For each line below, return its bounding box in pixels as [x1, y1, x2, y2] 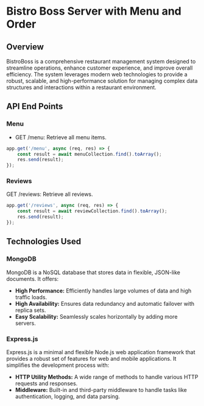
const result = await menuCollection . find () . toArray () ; [17, 151, 163, 157]
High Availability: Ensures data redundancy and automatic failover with [15, 300, 195, 307]
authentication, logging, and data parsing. [15, 393, 121, 400]
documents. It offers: [6, 275, 59, 282]
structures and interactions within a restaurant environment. [6, 84, 157, 91]
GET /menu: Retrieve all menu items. [15, 133, 107, 141]
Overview [6, 42, 44, 52]
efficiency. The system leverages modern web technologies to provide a [6, 71, 188, 78]
